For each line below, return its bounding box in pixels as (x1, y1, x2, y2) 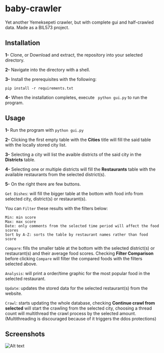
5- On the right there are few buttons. (5, 181, 81, 187)
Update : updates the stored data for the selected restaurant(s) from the (5, 285, 148, 291)
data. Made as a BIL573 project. (5, 24, 70, 30)
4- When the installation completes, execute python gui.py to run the (5, 94, 147, 100)
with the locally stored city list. (5, 141, 67, 148)
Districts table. (5, 156, 36, 163)
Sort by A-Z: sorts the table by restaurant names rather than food (5, 232, 148, 237)
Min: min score (5, 215, 36, 220)
